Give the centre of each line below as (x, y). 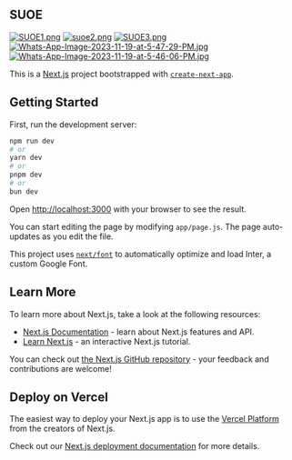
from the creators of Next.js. (62, 429)
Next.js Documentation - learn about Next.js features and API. (138, 332)
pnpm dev (26, 175)
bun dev (24, 191)
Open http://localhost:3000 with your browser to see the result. (128, 209)
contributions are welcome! (60, 368)
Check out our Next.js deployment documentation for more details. (135, 446)
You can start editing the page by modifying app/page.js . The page (135, 226)
